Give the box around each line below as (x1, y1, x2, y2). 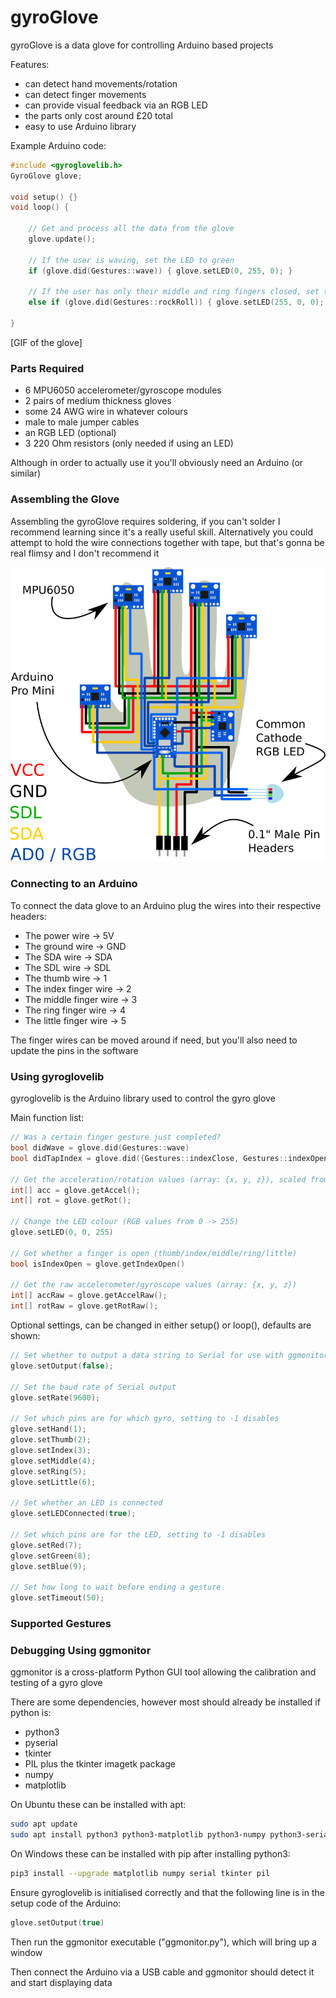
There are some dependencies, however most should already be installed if (10, 1696, 321, 1708)
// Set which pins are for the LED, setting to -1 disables (10, 1529, 267, 1540)
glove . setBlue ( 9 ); (10, 1561, 87, 1571)
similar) (10, 467, 42, 480)
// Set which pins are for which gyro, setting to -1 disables (10, 1414, 280, 1424)
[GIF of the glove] (10, 336, 83, 348)
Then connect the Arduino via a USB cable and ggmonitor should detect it (10, 1966, 315, 1978)
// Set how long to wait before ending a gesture (10, 1582, 222, 1593)
